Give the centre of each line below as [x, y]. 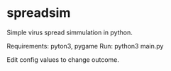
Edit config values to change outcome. [63, 59]
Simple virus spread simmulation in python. [70, 32]
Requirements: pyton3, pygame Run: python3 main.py [85, 46]
